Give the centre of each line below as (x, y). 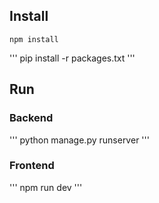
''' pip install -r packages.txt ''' (72, 58)
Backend (31, 118)
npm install (34, 39)
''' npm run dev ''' (46, 187)
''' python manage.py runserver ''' (79, 140)
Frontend (32, 166)
